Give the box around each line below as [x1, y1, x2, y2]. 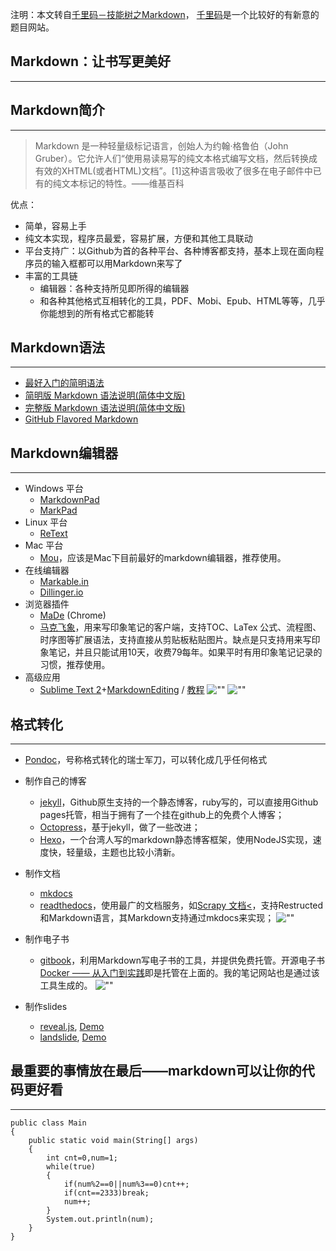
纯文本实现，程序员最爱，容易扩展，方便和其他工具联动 [24, 232, 253, 244]
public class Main [10, 1118, 87, 1128]
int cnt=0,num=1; [46, 1153, 118, 1163]
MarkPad [39, 504, 78, 517]
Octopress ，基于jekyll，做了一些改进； [39, 821, 201, 833]
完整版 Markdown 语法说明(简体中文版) [24, 402, 186, 414]
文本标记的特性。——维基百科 [61, 177, 185, 189]
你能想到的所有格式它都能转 [39, 307, 155, 319]
